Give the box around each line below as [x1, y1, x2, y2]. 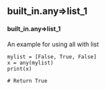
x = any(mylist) [7, 59, 54, 66]
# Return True [7, 77, 48, 85]
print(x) [7, 65, 32, 72]
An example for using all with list [7, 40, 99, 48]
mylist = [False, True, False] [7, 53, 97, 60]
